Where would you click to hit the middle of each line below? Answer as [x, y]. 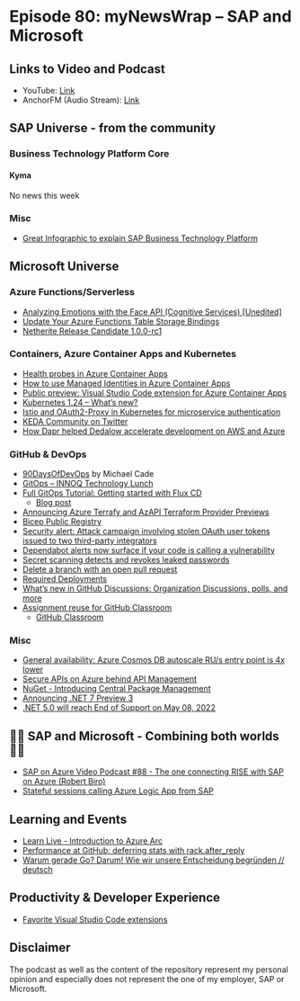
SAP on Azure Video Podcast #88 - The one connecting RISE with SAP [153, 772]
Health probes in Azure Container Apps [95, 373]
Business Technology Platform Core [89, 154]
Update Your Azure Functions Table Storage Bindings [121, 321]
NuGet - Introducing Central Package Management [116, 689]
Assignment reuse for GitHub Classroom [97, 608]
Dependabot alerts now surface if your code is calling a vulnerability [149, 550]
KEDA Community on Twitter [75, 421]
